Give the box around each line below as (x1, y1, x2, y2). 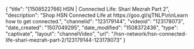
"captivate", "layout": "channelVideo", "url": (5, 30, 110, 37)
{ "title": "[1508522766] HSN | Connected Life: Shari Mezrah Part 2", (5, 6, 170, 12)
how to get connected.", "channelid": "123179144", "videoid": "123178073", (5, 18, 185, 24)
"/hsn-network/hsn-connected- (111, 30, 188, 37)
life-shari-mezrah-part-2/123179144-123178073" (5, 37, 122, 43)
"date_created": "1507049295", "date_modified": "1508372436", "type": (5, 24, 179, 31)
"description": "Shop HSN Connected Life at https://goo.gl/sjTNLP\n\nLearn (5, 12, 188, 19)
